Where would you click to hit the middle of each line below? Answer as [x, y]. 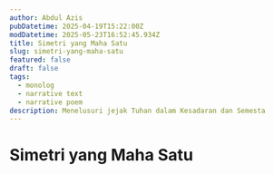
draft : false [34, 69]
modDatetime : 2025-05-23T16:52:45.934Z [85, 34]
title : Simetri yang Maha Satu [68, 43]
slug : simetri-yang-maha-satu [67, 52]
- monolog [36, 85]
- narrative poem [50, 102]
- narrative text [50, 93]
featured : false [40, 60]
